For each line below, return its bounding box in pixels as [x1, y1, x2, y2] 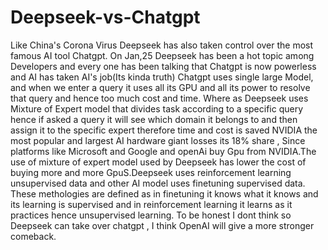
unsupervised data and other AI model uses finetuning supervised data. [10, 177, 306, 189]
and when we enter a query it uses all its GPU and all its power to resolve [10, 81, 311, 93]
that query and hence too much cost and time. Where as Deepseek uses [10, 92, 309, 104]
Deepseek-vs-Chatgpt [10, 6, 201, 29]
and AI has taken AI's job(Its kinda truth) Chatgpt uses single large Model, [10, 71, 314, 83]
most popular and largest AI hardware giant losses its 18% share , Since [10, 134, 306, 146]
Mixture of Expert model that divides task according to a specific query [10, 102, 304, 115]
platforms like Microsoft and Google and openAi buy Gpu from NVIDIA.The [10, 145, 317, 157]
